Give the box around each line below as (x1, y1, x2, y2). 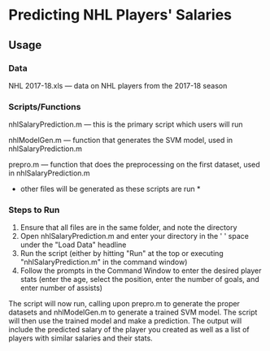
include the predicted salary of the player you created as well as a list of (8, 325, 250, 335)
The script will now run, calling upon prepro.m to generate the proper (8, 299, 240, 309)
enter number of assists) (20, 283, 103, 293)
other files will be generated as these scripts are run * (20, 184, 201, 194)
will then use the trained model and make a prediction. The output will (8, 316, 242, 326)
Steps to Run (8, 205, 60, 216)
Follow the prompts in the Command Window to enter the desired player (20, 266, 262, 275)
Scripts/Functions (8, 101, 81, 112)
